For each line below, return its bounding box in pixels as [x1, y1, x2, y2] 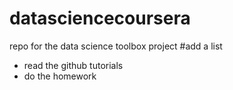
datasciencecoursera [9, 7, 191, 30]
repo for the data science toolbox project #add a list [9, 40, 223, 52]
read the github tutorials [23, 59, 124, 71]
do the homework [23, 70, 97, 82]
